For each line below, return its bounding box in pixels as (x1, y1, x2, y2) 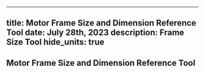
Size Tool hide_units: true (6, 37, 105, 48)
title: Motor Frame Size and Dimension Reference (6, 18, 196, 28)
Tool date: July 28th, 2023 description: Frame (6, 27, 185, 38)
